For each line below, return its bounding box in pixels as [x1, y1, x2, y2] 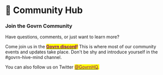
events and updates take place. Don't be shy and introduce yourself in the [5, 49, 158, 55]
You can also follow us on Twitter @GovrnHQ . [5, 64, 99, 70]
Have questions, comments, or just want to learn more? [5, 34, 119, 40]
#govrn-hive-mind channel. [5, 54, 62, 60]
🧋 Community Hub [5, 5, 83, 16]
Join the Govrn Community [5, 23, 73, 30]
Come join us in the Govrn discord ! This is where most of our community [5, 44, 156, 50]
